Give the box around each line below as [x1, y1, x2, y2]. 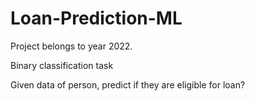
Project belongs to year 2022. [10, 40, 133, 52]
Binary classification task [10, 59, 114, 71]
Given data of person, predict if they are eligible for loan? [10, 78, 246, 91]
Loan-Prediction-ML [10, 7, 183, 30]
